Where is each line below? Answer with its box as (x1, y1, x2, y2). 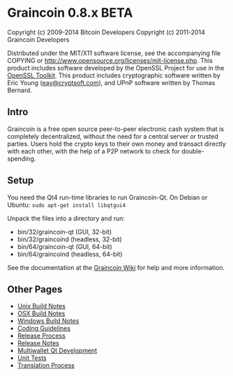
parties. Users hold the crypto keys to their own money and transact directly (7, 140, 227, 148)
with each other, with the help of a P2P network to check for (7, 146, 180, 155)
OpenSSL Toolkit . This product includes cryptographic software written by (7, 71, 221, 80)
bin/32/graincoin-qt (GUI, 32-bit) (17, 227, 112, 236)
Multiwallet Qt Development (17, 347, 98, 355)
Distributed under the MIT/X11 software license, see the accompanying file (7, 49, 221, 57)
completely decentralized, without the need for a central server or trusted (7, 132, 218, 140)
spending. (7, 154, 36, 163)
